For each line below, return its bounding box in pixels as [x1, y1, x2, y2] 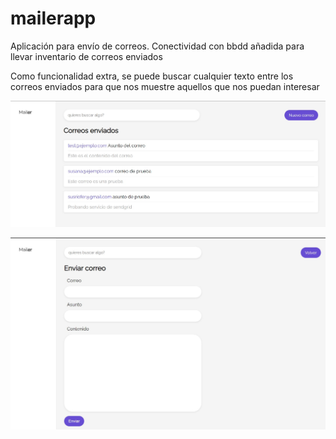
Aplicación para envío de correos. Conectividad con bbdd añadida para [10, 40, 305, 52]
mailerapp [10, 7, 97, 30]
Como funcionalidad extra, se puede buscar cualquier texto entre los [10, 70, 294, 82]
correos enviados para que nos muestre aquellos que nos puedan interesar [10, 80, 320, 92]
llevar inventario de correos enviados [10, 50, 163, 62]
